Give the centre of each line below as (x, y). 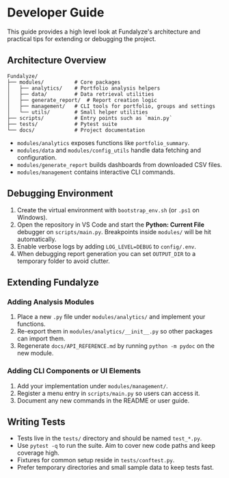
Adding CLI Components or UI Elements (74, 371)
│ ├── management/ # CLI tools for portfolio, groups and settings (111, 106)
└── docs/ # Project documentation (76, 130)
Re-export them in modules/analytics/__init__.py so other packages (115, 331)
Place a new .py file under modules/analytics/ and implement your (111, 317)
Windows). (32, 217)
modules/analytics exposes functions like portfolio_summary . (103, 142)
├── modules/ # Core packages (64, 82)
